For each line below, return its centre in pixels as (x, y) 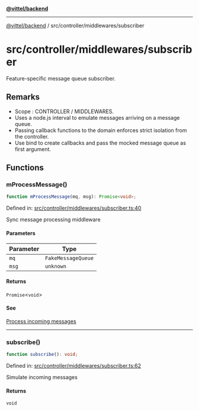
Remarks (23, 97)
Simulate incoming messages (42, 377)
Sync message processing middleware (53, 220)
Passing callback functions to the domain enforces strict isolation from (101, 130)
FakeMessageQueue (69, 258)
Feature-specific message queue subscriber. (61, 78)
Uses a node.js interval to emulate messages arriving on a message (97, 117)
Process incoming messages (41, 321)
